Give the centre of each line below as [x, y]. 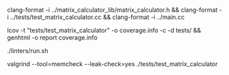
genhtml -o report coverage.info [52, 37]
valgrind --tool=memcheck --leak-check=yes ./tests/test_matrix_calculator [112, 64]
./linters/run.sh [28, 51]
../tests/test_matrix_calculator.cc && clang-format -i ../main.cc [97, 17]
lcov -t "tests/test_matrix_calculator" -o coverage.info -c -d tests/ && [104, 30]
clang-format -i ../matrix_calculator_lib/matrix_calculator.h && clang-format [112, 10]
